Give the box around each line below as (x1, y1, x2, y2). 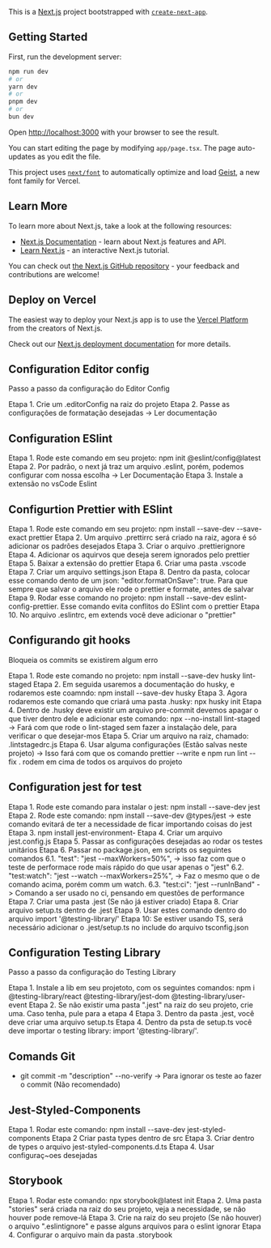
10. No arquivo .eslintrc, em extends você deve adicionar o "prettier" (8, 610, 236, 619)
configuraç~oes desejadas (8, 1151, 98, 1160)
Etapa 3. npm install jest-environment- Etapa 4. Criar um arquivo (8, 827, 223, 837)
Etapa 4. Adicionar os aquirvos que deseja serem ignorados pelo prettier (8, 550, 251, 559)
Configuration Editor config (8, 362, 150, 376)
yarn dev (8, 83, 38, 91)
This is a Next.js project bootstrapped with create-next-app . (8, 7, 209, 16)
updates (8, 152, 36, 161)
